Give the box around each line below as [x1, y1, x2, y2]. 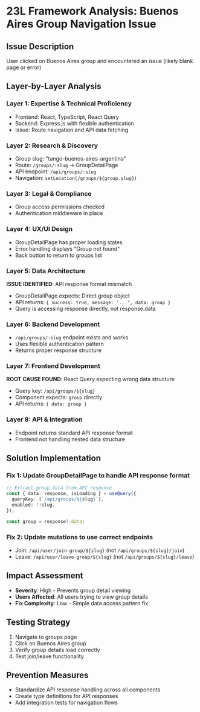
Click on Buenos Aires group [15, 639, 86, 647]
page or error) [6, 64, 42, 71]
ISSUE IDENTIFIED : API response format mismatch [6, 280, 132, 287]
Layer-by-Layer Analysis [6, 81, 102, 91]
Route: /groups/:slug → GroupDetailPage [15, 161, 119, 168]
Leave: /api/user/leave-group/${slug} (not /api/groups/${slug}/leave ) [15, 553, 195, 560]
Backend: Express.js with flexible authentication [15, 119, 134, 127]
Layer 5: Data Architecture [6, 267, 86, 275]
